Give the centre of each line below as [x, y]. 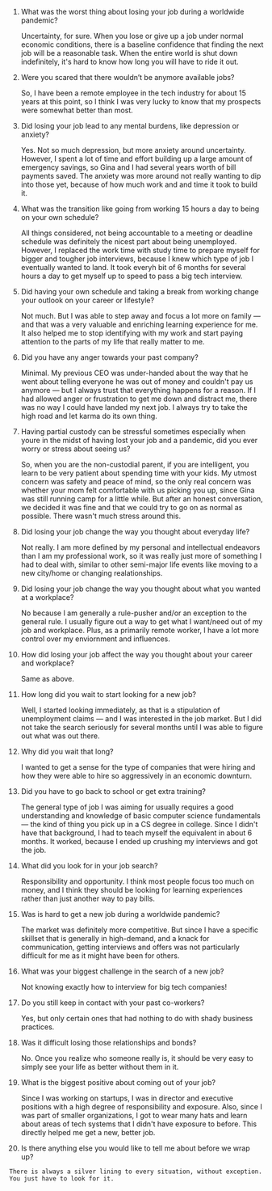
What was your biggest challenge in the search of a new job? [122, 971]
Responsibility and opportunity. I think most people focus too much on [138, 881]
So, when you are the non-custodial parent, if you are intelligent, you [135, 465]
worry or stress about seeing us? [76, 449]
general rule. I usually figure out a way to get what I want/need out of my [142, 621]
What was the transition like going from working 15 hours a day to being [140, 209]
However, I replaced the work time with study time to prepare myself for [140, 250]
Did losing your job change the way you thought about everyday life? [135, 532]
